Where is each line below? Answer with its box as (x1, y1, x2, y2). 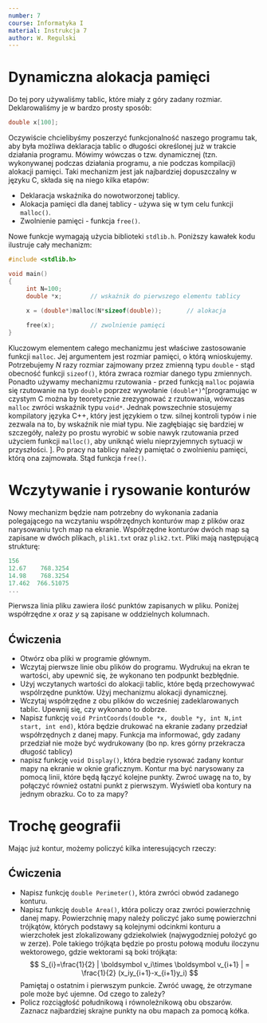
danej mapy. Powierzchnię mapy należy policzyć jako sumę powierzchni (19, 913, 257, 923)
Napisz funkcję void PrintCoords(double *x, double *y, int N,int (19, 713, 243, 722)
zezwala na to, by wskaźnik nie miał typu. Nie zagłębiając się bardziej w (8, 419, 245, 429)
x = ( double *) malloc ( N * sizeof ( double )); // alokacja (26, 307, 226, 315)
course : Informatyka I (8, 19, 84, 27)
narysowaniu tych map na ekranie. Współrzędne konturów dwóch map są (8, 524, 249, 534)
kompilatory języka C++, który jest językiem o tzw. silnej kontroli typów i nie (8, 411, 257, 420)
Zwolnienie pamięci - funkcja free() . (19, 216, 141, 226)
